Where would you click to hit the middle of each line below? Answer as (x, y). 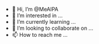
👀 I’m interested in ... (37, 15)
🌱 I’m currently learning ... (44, 22)
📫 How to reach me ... (40, 35)
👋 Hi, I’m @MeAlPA (35, 9)
